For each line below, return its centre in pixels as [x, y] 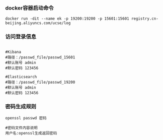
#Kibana [13, 52]
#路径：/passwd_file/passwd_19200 [40, 82]
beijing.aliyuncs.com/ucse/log [38, 23]
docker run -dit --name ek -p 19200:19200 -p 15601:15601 [67, 19]
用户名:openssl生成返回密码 [31, 133]
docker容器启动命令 [29, 8]
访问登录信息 [21, 37]
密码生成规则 [21, 106]
